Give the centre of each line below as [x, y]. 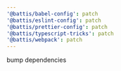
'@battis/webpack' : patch [44, 40]
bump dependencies [37, 60]
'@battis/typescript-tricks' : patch [60, 33]
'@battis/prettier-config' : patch [57, 27]
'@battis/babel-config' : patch [52, 14]
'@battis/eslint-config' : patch [54, 20]
